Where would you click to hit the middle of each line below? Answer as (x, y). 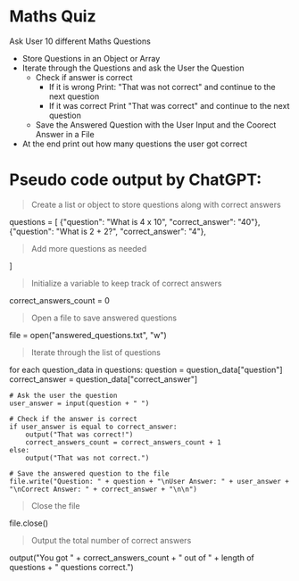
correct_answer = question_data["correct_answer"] (104, 379)
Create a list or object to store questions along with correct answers (156, 204)
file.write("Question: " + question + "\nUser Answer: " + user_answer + (149, 481)
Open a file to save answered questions (104, 318)
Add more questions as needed (89, 248)
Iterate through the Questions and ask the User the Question (133, 68)
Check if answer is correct (84, 77)
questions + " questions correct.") (71, 567)
